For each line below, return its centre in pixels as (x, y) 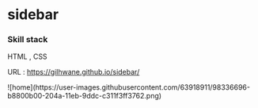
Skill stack (28, 40)
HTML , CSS (28, 56)
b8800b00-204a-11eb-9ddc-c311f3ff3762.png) (85, 96)
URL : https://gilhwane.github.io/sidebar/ (74, 72)
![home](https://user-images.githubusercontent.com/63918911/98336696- (129, 87)
